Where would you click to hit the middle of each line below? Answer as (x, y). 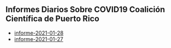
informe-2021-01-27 (38, 39)
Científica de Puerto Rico (53, 19)
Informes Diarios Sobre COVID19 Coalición (85, 10)
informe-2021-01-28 (39, 33)
